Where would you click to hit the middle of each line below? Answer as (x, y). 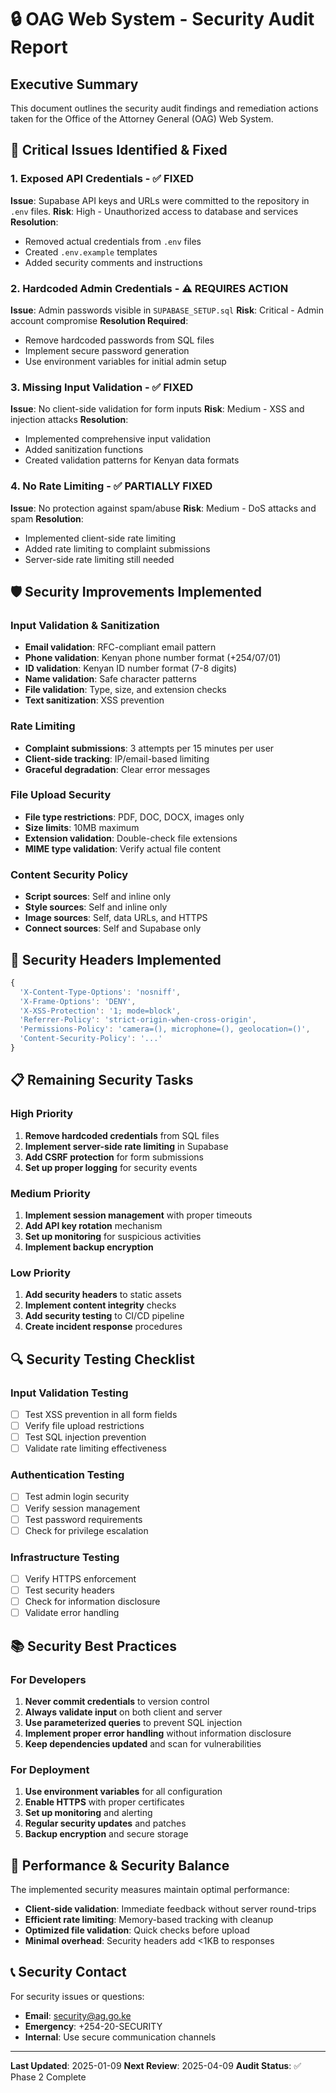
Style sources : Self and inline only (96, 907)
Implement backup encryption (89, 1247)
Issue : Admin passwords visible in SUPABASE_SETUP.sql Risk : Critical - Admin (167, 310)
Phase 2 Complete (48, 2077)
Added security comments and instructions (113, 262)
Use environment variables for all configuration (123, 1792)
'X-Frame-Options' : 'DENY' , (78, 1001)
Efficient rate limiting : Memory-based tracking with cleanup (149, 1920)
